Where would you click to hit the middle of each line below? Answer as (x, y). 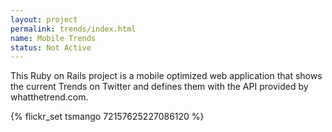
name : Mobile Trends (53, 38)
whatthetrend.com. (49, 97)
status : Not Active (51, 47)
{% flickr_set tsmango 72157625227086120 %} (107, 117)
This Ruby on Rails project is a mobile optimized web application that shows (166, 76)
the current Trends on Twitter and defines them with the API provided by (159, 87)
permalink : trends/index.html (73, 29)
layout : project (44, 19)
